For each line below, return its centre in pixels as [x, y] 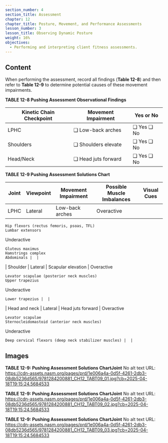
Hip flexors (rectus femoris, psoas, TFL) [50, 226]
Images [17, 356]
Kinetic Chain [38, 112]
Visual [150, 190]
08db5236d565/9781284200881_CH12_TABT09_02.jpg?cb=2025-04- [77, 404]
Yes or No [146, 115]
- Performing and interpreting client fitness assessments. [73, 47]
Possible [116, 187]
